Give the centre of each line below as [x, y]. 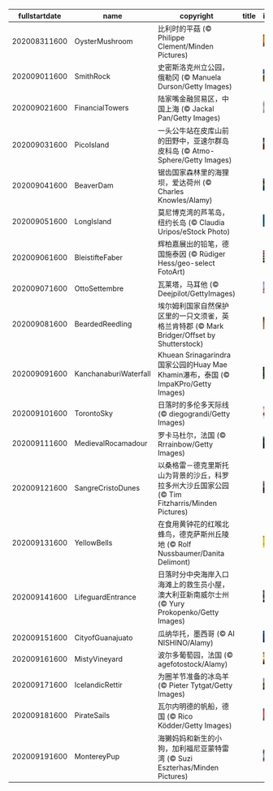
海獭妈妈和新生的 [186, 738]
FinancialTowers [102, 108]
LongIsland [93, 221]
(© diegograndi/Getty [194, 414]
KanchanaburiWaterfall [113, 374]
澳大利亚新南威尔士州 [194, 594]
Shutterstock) [181, 344]
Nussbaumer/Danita [191, 553]
